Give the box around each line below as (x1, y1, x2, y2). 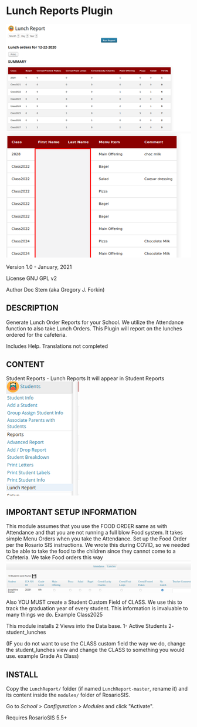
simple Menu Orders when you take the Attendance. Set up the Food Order (6, 535, 187, 542)
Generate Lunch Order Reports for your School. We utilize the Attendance (6, 319, 184, 326)
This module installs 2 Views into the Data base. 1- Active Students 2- (6, 623, 174, 630)
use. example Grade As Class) (6, 652, 79, 660)
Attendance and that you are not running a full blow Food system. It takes (6, 529, 184, 536)
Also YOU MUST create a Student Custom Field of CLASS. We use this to (6, 598, 182, 606)
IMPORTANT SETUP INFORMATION (6, 507, 137, 517)
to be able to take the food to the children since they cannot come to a (6, 547, 176, 555)
